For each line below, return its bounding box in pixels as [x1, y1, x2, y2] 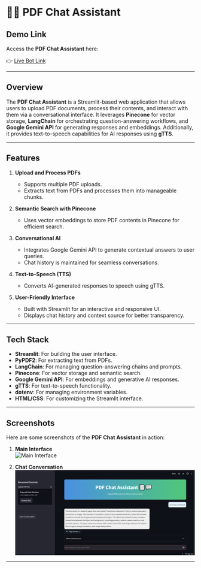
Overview [6, 82, 44, 92]
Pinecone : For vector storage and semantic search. [14, 370, 142, 377]
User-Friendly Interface [14, 294, 75, 301]
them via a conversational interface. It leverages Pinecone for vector [6, 111, 176, 118]
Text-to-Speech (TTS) [14, 270, 72, 277]
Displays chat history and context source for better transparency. [23, 312, 185, 319]
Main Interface [14, 446, 53, 453]
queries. [23, 252, 44, 259]
